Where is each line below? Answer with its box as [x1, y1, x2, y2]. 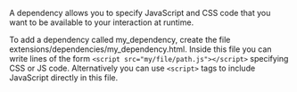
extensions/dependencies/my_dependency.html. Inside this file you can [9, 44, 272, 54]
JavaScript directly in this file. [9, 72, 119, 83]
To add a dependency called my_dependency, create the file [9, 35, 231, 45]
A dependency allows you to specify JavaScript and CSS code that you [9, 8, 271, 18]
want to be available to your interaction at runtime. [9, 17, 194, 28]
